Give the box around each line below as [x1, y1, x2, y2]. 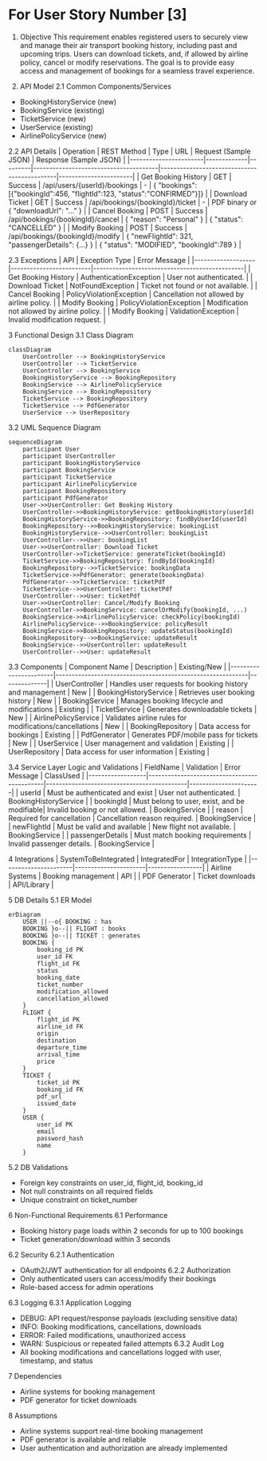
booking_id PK [37, 945, 84, 953]
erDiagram [8, 910, 41, 918]
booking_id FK [37, 1085, 84, 1093]
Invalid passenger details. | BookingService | [8, 838, 155, 848]
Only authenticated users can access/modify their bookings [19, 1273, 217, 1284]
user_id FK [37, 953, 73, 961]
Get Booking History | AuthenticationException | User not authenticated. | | [8, 272, 253, 281]
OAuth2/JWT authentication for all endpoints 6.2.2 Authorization [19, 1265, 231, 1275]
